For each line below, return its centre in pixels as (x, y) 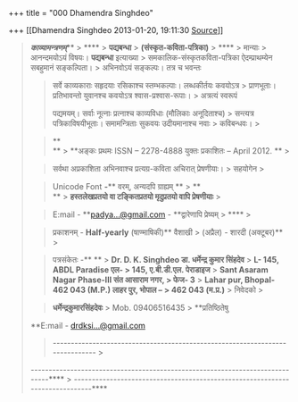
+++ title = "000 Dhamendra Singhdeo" (81, 13)
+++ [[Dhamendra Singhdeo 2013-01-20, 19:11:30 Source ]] (116, 30)
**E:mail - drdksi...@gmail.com (88, 326)
